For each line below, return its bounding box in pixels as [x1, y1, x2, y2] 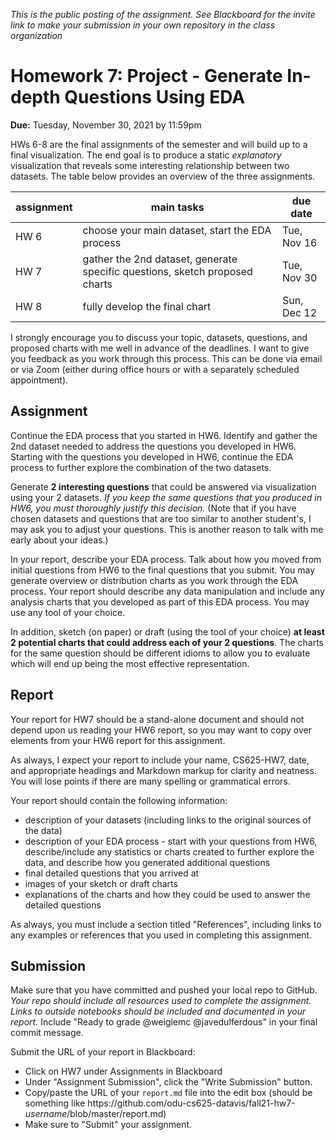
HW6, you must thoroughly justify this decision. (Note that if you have [10, 502, 297, 514]
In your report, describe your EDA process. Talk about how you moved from [10, 553, 322, 565]
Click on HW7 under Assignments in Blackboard [24, 1065, 223, 1078]
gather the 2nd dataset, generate [82, 252, 238, 266]
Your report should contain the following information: [10, 794, 228, 806]
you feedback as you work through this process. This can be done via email [10, 352, 323, 364]
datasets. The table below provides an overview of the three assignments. [10, 170, 316, 182]
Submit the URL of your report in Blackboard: [10, 1046, 196, 1058]
